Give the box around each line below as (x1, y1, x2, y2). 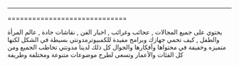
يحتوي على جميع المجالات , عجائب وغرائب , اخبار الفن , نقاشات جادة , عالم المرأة (7, 28, 223, 36)
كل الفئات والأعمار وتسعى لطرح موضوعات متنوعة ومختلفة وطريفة (7, 50, 184, 59)
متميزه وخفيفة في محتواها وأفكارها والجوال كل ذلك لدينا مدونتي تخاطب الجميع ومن (7, 43, 226, 51)
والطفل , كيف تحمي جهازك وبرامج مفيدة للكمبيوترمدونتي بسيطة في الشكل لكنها (7, 35, 220, 43)
